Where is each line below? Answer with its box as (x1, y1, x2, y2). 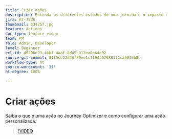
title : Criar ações (5, 7, 47, 13)
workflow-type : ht (5, 60, 45, 65)
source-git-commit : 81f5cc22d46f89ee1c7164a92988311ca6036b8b (5, 55, 141, 60)
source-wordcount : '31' (5, 64, 56, 69)
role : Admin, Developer (5, 41, 56, 46)
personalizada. (5, 118, 37, 124)
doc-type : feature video (5, 31, 58, 36)
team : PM (5, 36, 24, 41)
